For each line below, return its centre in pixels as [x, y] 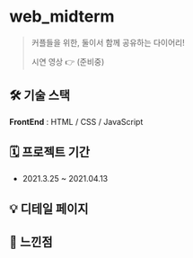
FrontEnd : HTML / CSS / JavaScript [76, 121]
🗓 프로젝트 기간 [50, 152]
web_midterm [62, 17]
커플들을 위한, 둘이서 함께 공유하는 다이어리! [108, 42]
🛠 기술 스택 [39, 96]
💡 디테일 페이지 [49, 209]
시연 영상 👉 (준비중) [68, 61]
